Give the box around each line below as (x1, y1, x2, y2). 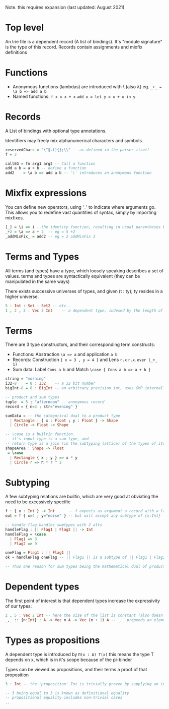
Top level (5, 22, 44, 33)
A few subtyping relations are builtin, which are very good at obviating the (5, 494, 158, 500)
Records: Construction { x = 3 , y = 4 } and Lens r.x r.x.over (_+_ (12, 357, 157, 363)
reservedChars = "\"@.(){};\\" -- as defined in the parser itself (5, 147, 150, 152)
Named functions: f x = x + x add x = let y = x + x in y (12, 93, 136, 99)
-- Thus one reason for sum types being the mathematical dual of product (5, 564, 165, 569)
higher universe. (5, 293, 39, 300)
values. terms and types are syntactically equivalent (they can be (5, 273, 140, 279)
